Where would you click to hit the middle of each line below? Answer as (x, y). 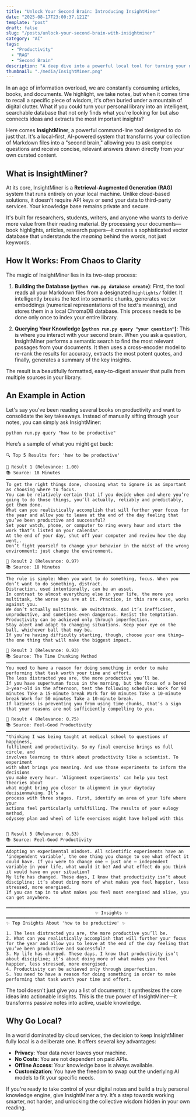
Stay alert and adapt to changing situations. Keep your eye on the (91, 625)
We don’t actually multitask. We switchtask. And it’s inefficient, (91, 609)
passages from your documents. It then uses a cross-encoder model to (100, 347)
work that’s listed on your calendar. (53, 530)
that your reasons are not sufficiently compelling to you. (81, 709)
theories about (24, 782)
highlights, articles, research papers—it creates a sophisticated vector (104, 230)
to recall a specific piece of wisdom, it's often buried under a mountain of (94, 101)
